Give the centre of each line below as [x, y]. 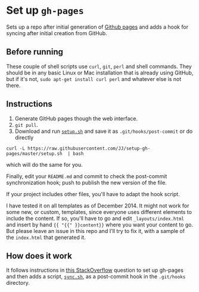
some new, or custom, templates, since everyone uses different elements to [99, 212]
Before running [35, 52]
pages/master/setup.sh [34, 153]
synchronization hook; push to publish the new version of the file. [86, 182]
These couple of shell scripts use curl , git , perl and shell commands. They [99, 66]
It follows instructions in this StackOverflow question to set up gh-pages [95, 270]
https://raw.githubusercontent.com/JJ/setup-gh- [89, 148]
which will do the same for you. [45, 164]
